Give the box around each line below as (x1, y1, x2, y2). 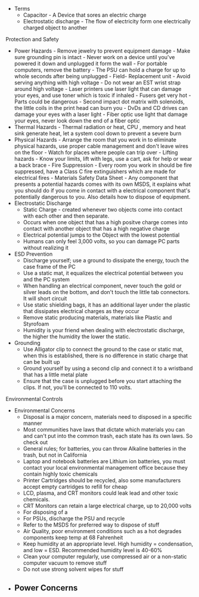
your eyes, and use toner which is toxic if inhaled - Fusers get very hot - (14, 92, 191, 99)
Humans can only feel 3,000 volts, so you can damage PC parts (23, 238, 180, 244)
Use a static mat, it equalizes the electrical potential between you (23, 270, 184, 277)
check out (23, 439, 48, 446)
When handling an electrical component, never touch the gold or (23, 282, 182, 289)
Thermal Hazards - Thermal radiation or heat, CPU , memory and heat (14, 124, 186, 130)
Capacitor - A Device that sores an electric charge (23, 11, 147, 19)
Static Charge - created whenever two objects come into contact (23, 206, 183, 213)
